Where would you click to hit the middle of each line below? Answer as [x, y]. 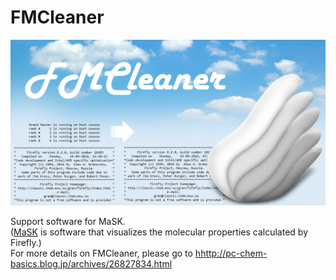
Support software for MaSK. [68, 221]
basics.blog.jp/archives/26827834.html [91, 263]
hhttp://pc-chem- [231, 253]
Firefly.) [26, 242]
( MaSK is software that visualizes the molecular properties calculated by [159, 232]
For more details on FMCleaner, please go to [101, 253]
